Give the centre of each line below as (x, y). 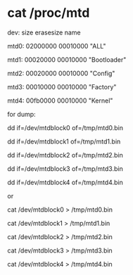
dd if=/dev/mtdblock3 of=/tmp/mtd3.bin (65, 168)
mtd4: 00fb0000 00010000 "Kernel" (60, 101)
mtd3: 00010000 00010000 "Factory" (62, 87)
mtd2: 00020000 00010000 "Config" (61, 73)
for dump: (22, 114)
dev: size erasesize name (44, 32)
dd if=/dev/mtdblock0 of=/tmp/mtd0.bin (65, 127)
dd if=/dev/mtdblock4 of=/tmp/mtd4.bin (65, 182)
